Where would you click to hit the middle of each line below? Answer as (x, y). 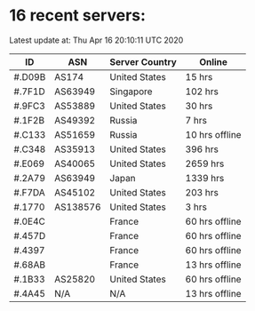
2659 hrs (205, 163)
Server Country (143, 61)
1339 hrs (205, 178)
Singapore (131, 92)
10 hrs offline (213, 134)
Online (214, 61)
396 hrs (202, 149)
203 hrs (202, 192)
